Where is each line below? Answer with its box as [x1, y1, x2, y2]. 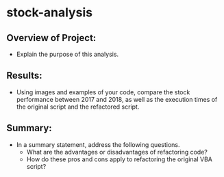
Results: [6, 70, 42, 81]
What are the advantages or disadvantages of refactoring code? [26, 148, 208, 156]
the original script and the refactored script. [16, 103, 140, 111]
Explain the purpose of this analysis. [16, 50, 119, 58]
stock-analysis [6, 5, 93, 21]
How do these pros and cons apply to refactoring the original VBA [26, 155, 213, 163]
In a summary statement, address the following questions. [16, 140, 180, 148]
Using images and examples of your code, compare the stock [16, 87, 190, 96]
